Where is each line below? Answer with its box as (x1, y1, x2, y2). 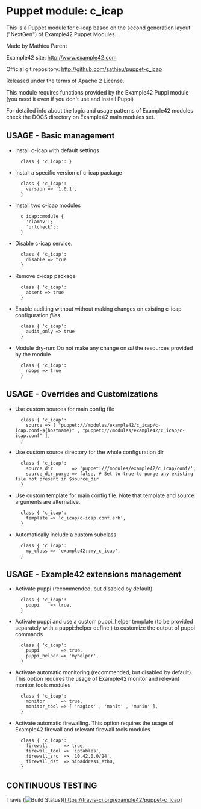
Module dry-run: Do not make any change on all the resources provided (14, 344, 193, 352)
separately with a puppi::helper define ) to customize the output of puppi (14, 624, 196, 631)
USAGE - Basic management (6, 131, 115, 141)
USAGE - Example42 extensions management (6, 569, 182, 579)
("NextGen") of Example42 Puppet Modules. (6, 30, 117, 37)
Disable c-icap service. (14, 240, 73, 247)
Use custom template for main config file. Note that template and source (14, 492, 194, 499)
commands (14, 631, 43, 638)
